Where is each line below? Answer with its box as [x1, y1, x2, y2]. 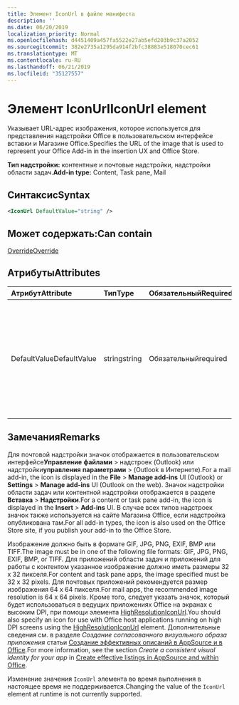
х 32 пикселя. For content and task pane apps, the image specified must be [7, 570, 229, 578]
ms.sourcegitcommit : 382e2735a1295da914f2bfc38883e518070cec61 [7, 43, 199, 51]
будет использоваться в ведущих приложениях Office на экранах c [7, 600, 213, 609]
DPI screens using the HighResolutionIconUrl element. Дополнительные [7, 622, 221, 631]
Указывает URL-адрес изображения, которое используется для [7, 124, 201, 132]
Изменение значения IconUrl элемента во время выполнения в [7, 674, 201, 683]
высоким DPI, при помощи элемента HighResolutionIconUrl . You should [7, 607, 221, 616]
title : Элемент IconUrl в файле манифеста [7, 10, 135, 18]
